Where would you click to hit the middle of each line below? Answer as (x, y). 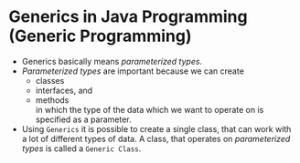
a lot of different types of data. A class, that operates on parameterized (156, 138)
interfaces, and (64, 90)
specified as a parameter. (83, 119)
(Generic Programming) (100, 36)
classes (50, 80)
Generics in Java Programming (128, 17)
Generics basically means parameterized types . (112, 61)
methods (52, 100)
